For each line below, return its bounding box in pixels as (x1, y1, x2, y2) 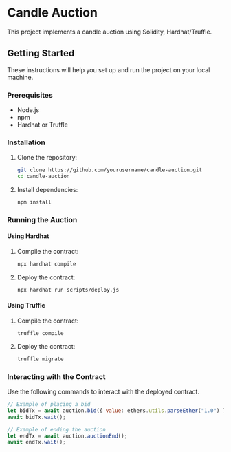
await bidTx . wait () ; (7, 413, 67, 420)
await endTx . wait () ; (7, 439, 67, 446)
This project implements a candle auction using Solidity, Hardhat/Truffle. (7, 28, 212, 36)
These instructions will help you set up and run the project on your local (7, 65, 210, 74)
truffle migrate (16, 356, 64, 363)
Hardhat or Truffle (16, 120, 69, 129)
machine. (7, 73, 34, 81)
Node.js (16, 106, 40, 114)
